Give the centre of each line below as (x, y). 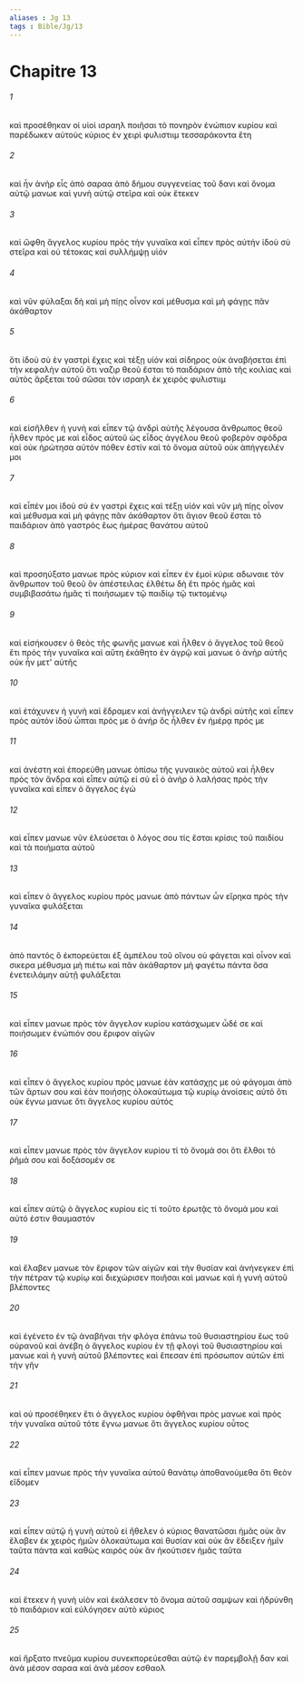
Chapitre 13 (54, 71)
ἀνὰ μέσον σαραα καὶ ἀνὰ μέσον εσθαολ (88, 1667)
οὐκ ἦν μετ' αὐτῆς (44, 662)
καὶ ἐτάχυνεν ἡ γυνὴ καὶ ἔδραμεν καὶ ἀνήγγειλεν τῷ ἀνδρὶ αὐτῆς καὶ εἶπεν (151, 711)
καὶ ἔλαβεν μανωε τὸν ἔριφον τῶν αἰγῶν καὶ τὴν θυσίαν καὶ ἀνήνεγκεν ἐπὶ (152, 1267)
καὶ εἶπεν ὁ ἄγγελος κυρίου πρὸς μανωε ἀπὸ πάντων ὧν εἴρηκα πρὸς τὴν (149, 896)
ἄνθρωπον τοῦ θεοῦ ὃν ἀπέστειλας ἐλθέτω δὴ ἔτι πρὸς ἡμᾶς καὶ (132, 584)
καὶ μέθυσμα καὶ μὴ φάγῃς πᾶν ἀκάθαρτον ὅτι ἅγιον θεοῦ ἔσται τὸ (135, 516)
